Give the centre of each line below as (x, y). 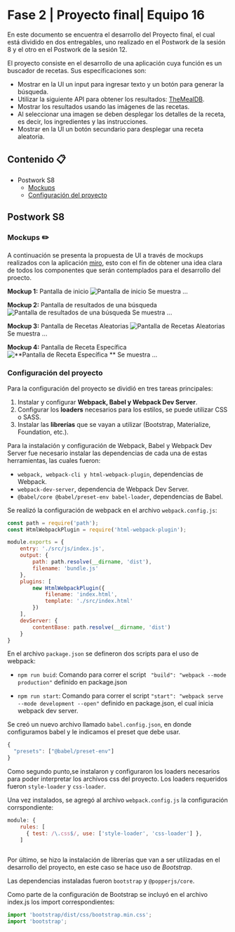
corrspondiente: (31, 807)
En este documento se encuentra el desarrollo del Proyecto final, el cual (111, 34)
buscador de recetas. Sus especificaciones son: (77, 70)
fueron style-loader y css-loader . (57, 786)
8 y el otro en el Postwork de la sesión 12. (67, 49)
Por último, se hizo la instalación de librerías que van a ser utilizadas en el (114, 860)
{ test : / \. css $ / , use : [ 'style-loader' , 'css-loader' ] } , (114, 834)
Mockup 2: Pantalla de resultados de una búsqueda (82, 305)
